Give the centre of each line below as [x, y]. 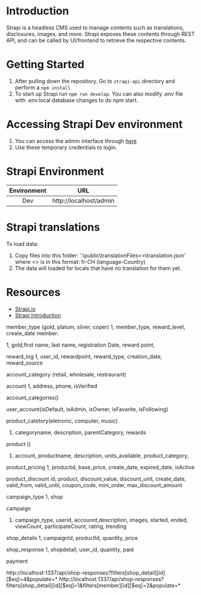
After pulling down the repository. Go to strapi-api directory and [95, 81]
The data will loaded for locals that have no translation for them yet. [98, 268]
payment [17, 561]
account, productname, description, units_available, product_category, [102, 456]
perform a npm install [42, 87]
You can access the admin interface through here [76, 141]
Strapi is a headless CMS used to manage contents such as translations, [95, 28]
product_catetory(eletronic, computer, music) [62, 421]
